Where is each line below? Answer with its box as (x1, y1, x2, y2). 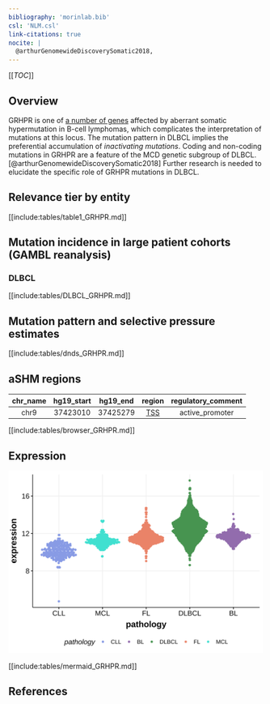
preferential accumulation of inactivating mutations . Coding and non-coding (8, 141, 262, 151)
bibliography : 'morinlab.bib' (8, 13, 111, 21)
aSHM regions (8, 372, 82, 386)
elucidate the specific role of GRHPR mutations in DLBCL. (8, 167, 200, 177)
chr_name (11, 395, 47, 405)
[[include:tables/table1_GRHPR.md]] (8, 211, 127, 222)
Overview (8, 94, 59, 108)
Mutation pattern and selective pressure (8, 314, 216, 328)
